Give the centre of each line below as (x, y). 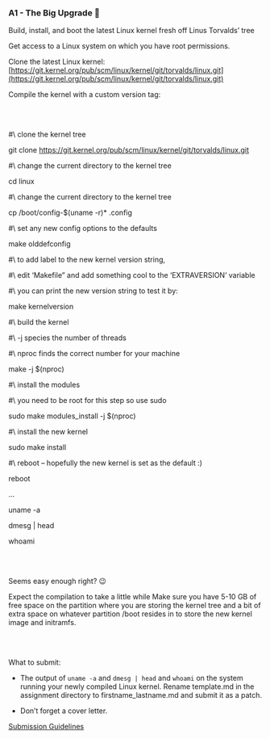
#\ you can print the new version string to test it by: (93, 291)
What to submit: (35, 662)
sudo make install (37, 447)
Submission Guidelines (46, 727)
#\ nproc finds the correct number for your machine (94, 354)
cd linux (21, 182)
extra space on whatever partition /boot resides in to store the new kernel (130, 614)
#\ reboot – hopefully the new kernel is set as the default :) (106, 463)
